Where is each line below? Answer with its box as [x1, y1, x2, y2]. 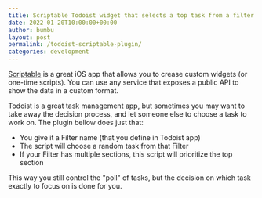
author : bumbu [8, 26, 55, 34]
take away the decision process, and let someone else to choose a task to [8, 110, 247, 118]
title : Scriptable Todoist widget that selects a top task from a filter [8, 11, 255, 20]
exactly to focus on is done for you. [8, 182, 123, 190]
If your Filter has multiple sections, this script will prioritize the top [19, 149, 233, 159]
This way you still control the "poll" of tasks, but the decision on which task [8, 173, 251, 182]
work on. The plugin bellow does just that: [8, 118, 144, 127]
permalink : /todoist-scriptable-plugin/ [8, 41, 143, 49]
